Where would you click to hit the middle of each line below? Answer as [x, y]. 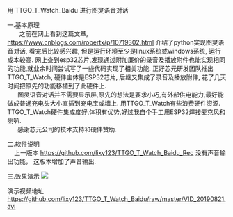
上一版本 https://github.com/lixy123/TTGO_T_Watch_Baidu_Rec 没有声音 [117, 153]
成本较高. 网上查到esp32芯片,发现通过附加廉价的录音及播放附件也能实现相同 [116, 60]
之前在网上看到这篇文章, [54, 34]
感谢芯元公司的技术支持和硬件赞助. [67, 129]
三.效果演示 [24, 176]
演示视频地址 [25, 191]
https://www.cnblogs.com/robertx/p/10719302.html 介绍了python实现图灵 [113, 42]
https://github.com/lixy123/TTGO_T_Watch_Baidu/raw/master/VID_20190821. [116, 199]
